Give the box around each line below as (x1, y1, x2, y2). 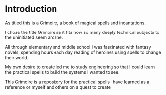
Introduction (5, 3, 57, 15)
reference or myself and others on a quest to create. (5, 84, 112, 90)
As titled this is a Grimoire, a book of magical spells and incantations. (5, 20, 146, 26)
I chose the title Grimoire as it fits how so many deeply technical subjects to (5, 29, 160, 35)
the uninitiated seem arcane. (5, 34, 63, 40)
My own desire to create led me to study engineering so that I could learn (5, 64, 155, 70)
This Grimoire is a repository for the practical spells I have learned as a (5, 79, 150, 85)
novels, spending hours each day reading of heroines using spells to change (5, 49, 161, 55)
